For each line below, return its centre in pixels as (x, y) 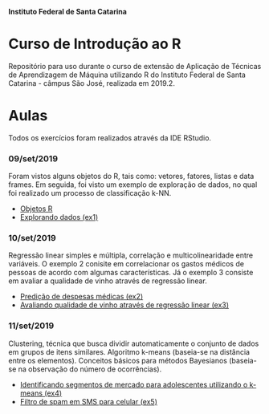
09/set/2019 (33, 158)
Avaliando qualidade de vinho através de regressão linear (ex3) (124, 305)
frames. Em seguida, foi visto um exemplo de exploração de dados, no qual (133, 185)
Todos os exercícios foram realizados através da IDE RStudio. (110, 138)
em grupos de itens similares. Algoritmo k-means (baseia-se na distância (129, 351)
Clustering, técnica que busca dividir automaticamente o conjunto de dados (134, 343)
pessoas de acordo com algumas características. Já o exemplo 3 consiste (131, 273)
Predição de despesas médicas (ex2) (82, 297)
